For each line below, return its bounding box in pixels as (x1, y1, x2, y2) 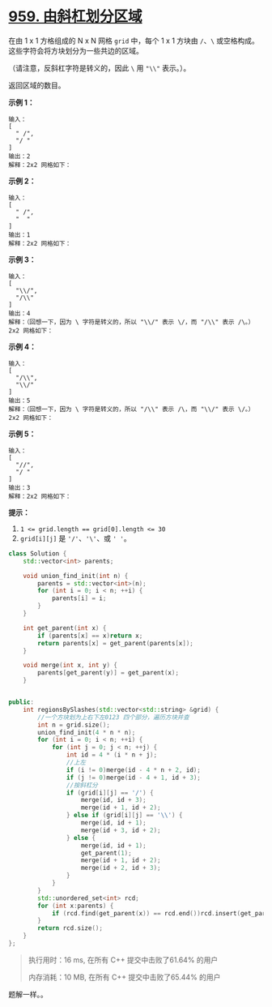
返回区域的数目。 (8, 80, 66, 90)
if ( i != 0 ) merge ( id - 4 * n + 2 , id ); (66, 765, 201, 774)
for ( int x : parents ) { (37, 902, 114, 910)
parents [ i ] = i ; (51, 594, 107, 602)
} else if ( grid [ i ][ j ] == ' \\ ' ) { (66, 812, 183, 820)
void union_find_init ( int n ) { (23, 572, 129, 580)
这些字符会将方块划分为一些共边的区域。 (8, 45, 143, 55)
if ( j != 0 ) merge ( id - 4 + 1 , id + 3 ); (66, 773, 201, 782)
